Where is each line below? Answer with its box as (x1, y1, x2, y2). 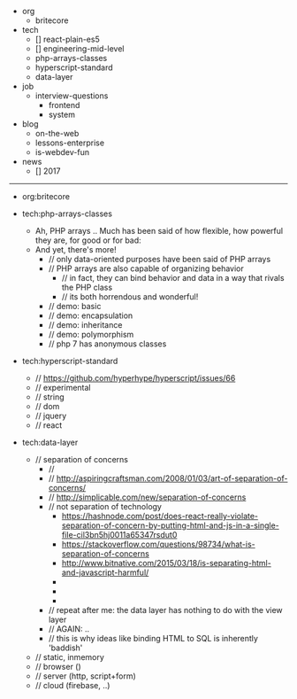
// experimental (34, 383, 91, 392)
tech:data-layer (21, 437, 79, 447)
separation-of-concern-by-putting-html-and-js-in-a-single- (61, 520, 280, 531)
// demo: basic (48, 301, 102, 311)
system (48, 109, 75, 120)
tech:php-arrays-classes (21, 208, 113, 219)
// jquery (34, 410, 67, 421)
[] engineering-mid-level (34, 43, 125, 54)
